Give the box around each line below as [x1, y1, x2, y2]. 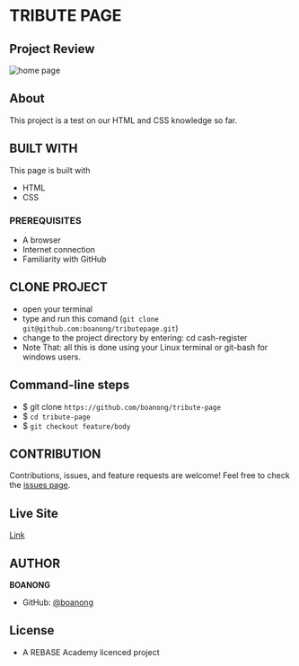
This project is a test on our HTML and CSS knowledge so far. [9, 114, 238, 126]
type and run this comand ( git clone [22, 313, 160, 324]
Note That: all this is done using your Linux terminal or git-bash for [22, 342, 268, 352]
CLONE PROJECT [9, 280, 108, 295]
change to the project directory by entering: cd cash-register [22, 332, 248, 342]
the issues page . [9, 480, 71, 491]
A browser [22, 235, 61, 245]
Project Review [9, 41, 95, 57]
